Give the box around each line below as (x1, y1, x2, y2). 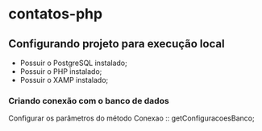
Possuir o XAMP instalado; (19, 76, 109, 84)
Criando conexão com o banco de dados (8, 95, 169, 106)
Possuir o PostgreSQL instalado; (19, 58, 127, 68)
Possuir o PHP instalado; (19, 67, 102, 76)
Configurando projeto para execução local (8, 37, 225, 51)
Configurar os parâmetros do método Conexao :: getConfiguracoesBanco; (8, 113, 256, 123)
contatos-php (8, 5, 103, 23)
